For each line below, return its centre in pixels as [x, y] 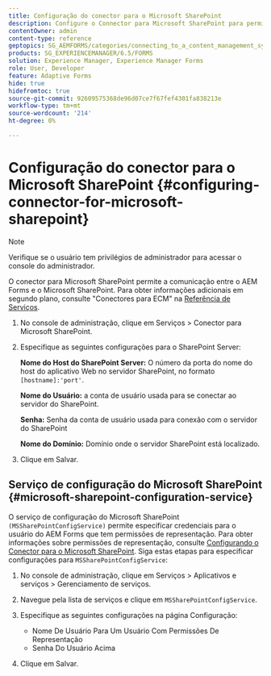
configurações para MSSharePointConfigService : [88, 559]
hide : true [27, 83]
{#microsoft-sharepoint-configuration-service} [131, 497]
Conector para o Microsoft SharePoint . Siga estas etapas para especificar [131, 551]
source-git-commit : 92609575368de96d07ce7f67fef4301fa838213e [115, 98]
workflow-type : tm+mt [45, 106]
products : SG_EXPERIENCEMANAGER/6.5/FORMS [81, 53]
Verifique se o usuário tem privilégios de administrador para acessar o [125, 257]
